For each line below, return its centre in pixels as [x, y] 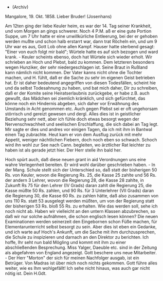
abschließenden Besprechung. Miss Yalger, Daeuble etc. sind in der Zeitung [81, 247]
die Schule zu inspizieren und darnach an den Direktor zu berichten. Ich [77, 237]
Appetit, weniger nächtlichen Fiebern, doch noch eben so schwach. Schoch [81, 140]
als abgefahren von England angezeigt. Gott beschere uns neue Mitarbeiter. [81, 253]
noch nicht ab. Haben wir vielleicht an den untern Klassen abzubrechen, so [80, 211]
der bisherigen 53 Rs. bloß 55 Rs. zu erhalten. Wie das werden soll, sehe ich [81, 206]
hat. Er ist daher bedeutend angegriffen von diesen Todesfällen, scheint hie [81, 83]
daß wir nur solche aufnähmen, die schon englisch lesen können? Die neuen [81, 216]
